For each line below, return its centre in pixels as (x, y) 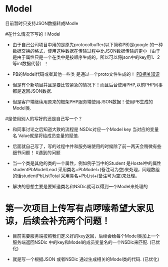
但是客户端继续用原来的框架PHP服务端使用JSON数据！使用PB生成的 (83, 101)
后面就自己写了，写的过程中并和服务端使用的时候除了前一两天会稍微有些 (87, 146)
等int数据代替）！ (30, 63)
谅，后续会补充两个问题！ (58, 221)
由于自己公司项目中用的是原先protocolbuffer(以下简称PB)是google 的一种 (87, 44)
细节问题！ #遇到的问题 (36, 152)
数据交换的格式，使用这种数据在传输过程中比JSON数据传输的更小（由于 (86, 51)
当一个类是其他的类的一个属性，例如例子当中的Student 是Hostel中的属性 (87, 163)
